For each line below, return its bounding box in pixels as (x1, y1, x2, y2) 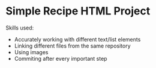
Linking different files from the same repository (14, 42, 131, 49)
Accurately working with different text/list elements (14, 36, 141, 43)
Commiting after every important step (14, 55, 107, 62)
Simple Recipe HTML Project (5, 4, 151, 18)
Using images (14, 48, 49, 55)
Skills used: (5, 24, 34, 31)
